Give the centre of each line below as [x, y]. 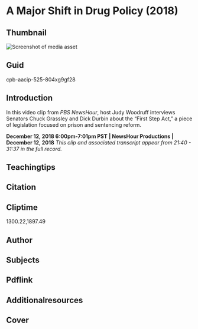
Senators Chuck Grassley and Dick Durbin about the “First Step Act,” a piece [99, 119]
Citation [21, 187]
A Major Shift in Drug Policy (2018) [92, 11]
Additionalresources [45, 300]
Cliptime [22, 207]
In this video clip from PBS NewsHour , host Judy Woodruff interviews [91, 112]
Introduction [30, 98]
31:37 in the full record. [34, 149]
